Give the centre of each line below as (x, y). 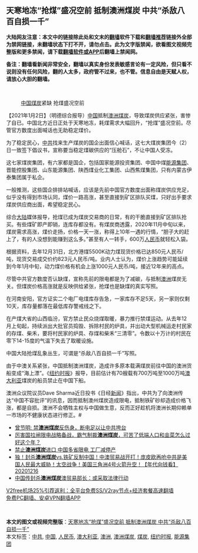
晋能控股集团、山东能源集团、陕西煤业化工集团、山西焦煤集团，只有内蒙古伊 (99, 170)
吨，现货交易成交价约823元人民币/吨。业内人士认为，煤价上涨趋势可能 (92, 259)
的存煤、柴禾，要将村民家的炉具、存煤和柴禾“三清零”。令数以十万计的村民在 (99, 333)
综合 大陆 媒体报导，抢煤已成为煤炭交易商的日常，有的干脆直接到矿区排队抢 (96, 217)
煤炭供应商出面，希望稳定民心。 (45, 204)
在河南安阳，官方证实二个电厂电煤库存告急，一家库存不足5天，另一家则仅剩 (98, 299)
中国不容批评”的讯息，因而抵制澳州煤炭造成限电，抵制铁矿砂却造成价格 (100, 400)
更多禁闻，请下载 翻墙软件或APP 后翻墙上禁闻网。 (81, 51)
